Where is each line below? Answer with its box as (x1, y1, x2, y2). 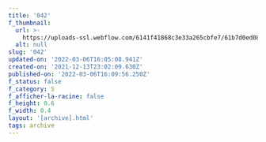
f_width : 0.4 (8, 107, 51, 115)
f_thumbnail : (8, 19, 51, 27)
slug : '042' (8, 48, 47, 56)
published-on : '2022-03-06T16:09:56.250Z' (8, 70, 150, 78)
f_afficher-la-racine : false (8, 92, 104, 100)
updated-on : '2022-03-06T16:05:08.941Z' (8, 56, 144, 64)
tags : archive (8, 121, 55, 129)
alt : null (15, 41, 47, 49)
